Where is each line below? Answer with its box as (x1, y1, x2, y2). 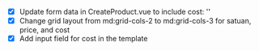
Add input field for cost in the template (19, 34, 148, 44)
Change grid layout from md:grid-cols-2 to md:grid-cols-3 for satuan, (19, 16, 252, 26)
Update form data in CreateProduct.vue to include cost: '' (19, 7, 211, 16)
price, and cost (19, 25, 70, 35)
